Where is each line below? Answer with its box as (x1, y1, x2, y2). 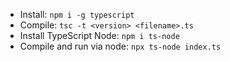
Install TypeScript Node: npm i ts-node (19, 30, 180, 41)
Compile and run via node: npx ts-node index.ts (19, 40, 222, 52)
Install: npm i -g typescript (19, 9, 135, 20)
